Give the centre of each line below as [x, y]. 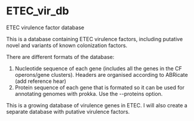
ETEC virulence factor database [45, 27]
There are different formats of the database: [60, 57]
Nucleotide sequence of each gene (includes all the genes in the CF [98, 68]
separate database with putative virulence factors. [68, 111]
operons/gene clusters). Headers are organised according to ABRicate [101, 75]
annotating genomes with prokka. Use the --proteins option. [89, 94]
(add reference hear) [41, 81]
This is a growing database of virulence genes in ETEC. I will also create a [97, 105]
